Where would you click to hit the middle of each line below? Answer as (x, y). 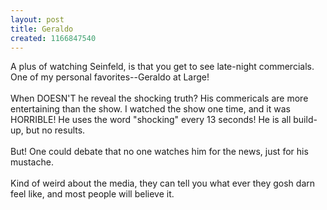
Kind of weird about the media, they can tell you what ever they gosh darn (163, 183)
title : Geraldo (42, 29)
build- (305, 120)
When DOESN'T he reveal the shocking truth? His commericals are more (159, 98)
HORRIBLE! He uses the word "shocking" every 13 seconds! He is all (151, 120)
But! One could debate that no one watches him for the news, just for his (159, 152)
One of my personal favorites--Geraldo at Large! (110, 77)
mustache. (32, 162)
